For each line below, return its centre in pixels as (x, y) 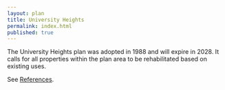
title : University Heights (46, 20)
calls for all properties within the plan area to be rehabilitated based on (107, 59)
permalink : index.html (40, 26)
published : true (30, 32)
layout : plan (26, 13)
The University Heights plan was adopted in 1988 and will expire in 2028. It (113, 52)
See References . (31, 80)
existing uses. (27, 66)
